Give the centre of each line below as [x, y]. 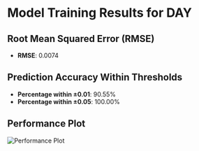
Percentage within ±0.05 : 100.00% [68, 101]
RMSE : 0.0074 [38, 55]
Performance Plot [46, 124]
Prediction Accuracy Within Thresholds [95, 77]
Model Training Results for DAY [99, 13]
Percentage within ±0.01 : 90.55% [67, 94]
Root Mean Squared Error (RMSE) [81, 39]
